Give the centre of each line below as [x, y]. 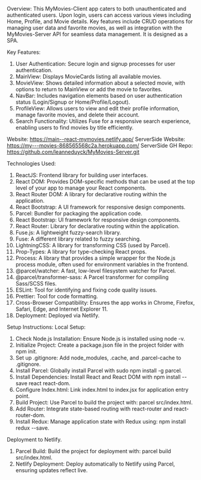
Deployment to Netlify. [34, 439]
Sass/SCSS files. [36, 283]
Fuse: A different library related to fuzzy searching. [78, 239]
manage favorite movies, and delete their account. [77, 115]
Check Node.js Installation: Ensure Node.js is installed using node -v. [100, 339]
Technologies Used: [31, 163]
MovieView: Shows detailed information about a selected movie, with [100, 83]
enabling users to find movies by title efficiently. [74, 127]
